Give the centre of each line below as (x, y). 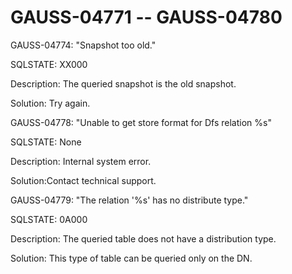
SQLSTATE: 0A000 (49, 219)
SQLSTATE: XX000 (49, 64)
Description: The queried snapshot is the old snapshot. (123, 83)
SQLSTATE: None (46, 142)
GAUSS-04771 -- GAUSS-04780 (146, 17)
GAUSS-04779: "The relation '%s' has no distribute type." (129, 200)
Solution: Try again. (50, 103)
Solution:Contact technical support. (83, 180)
